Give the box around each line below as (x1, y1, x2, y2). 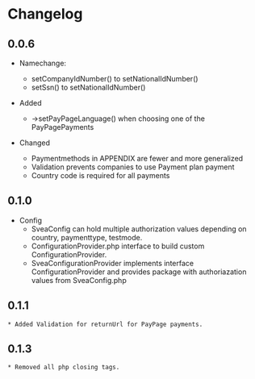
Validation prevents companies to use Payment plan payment (31, 162, 235, 172)
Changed (19, 138, 50, 148)
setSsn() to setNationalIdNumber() (31, 82, 146, 92)
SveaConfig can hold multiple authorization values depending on (31, 223, 247, 234)
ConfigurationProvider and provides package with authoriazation (31, 267, 247, 277)
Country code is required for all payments (31, 171, 170, 180)
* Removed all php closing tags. (7, 364, 120, 372)
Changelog (7, 5, 83, 23)
